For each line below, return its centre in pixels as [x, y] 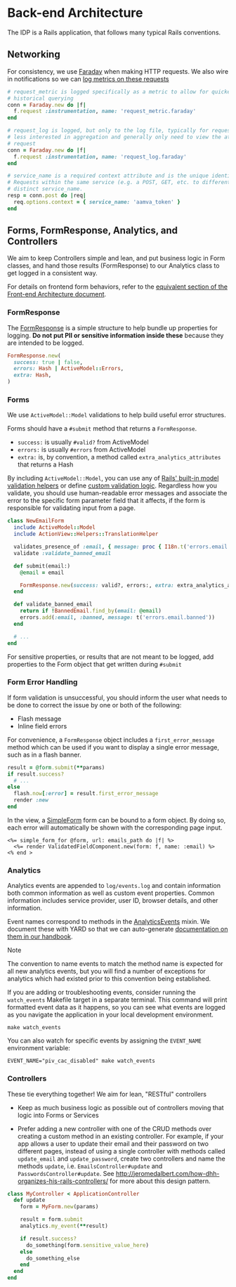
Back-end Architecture [75, 13]
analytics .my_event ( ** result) [64, 1226]
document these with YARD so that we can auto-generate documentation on [118, 929]
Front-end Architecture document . [57, 294]
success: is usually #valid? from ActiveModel [83, 442]
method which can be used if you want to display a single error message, [113, 747]
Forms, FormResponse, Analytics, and [92, 231]
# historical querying [40, 98]
